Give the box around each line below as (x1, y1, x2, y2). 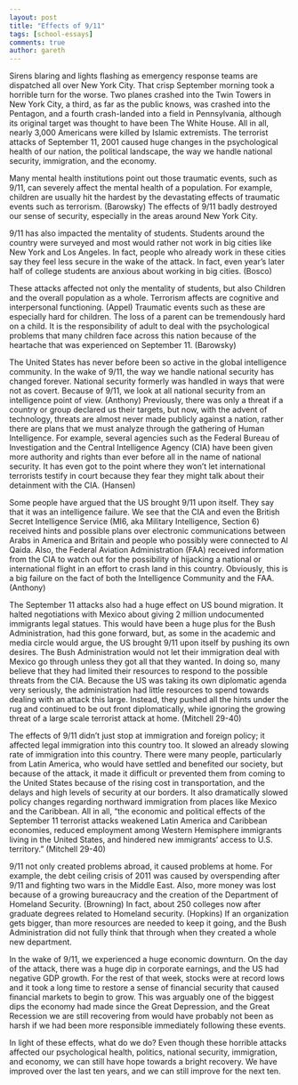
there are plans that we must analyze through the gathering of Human (9, 424, 265, 434)
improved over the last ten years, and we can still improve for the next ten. (9, 1065, 282, 1077)
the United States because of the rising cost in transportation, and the (9, 778, 265, 789)
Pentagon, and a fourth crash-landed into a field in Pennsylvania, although (9, 109, 282, 119)
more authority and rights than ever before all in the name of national (9, 451, 262, 463)
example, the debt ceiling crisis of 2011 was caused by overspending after (9, 870, 280, 881)
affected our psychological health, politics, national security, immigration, (9, 1047, 278, 1057)
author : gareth (9, 46, 66, 55)
